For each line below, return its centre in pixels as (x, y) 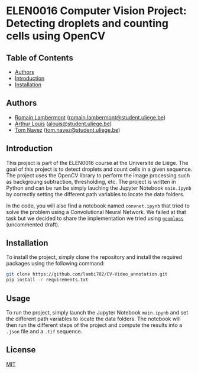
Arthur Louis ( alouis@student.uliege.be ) (63, 124)
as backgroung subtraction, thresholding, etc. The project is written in (91, 181)
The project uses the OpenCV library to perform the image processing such (98, 175)
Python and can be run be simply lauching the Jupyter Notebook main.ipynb (99, 188)
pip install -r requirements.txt (47, 280)
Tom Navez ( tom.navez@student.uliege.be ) (67, 130)
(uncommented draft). (33, 224)
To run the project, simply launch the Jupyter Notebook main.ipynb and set (97, 312)
